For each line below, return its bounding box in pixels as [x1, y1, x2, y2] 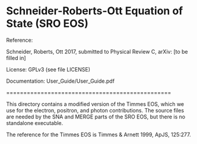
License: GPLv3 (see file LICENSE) [6, 65, 91, 73]
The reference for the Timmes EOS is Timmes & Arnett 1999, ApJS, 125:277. [6, 131, 191, 138]
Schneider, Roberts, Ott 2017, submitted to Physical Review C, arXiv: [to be [6, 48, 188, 55]
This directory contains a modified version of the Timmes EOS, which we [6, 100, 185, 108]
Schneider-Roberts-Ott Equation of [6, 4, 183, 18]
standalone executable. [6, 119, 63, 126]
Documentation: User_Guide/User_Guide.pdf [6, 77, 115, 84]
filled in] [6, 54, 26, 61]
